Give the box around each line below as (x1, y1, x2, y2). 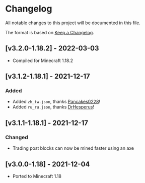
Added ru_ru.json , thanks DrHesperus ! (12, 104, 95, 110)
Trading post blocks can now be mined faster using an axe (12, 145, 134, 151)
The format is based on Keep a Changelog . (5, 29, 94, 35)
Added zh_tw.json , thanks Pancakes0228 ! (12, 99, 101, 105)
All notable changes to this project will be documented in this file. (5, 20, 141, 26)
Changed (5, 134, 29, 141)
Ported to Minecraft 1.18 (12, 173, 62, 179)
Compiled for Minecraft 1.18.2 (12, 57, 74, 64)
